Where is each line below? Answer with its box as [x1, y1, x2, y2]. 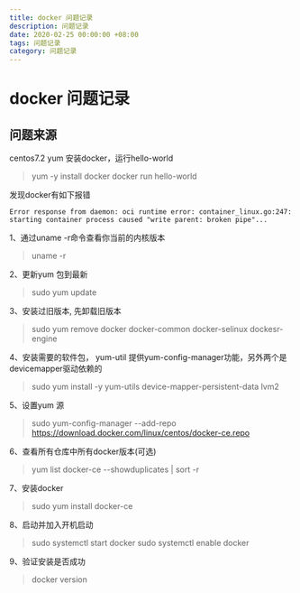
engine [31, 333, 58, 344]
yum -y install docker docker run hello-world [31, 171, 197, 181]
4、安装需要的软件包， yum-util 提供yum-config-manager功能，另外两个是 [9, 352, 287, 363]
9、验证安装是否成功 [9, 556, 86, 567]
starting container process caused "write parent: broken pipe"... [9, 216, 268, 225]
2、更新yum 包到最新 [9, 269, 88, 280]
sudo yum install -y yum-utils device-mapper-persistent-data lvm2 [31, 381, 279, 393]
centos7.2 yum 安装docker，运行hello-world [9, 153, 174, 163]
